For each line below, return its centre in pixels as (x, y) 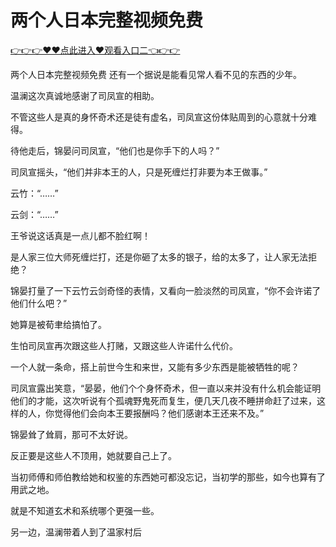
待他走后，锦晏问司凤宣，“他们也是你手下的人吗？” (115, 150)
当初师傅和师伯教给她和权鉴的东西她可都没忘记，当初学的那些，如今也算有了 (168, 477)
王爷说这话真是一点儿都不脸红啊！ (80, 235)
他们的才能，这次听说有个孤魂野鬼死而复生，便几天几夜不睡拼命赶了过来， (163, 400)
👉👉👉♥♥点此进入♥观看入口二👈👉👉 (95, 50)
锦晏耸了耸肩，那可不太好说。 (71, 434)
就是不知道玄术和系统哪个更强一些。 (85, 510)
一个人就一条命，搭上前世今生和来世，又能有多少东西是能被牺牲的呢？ (155, 367)
